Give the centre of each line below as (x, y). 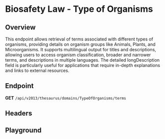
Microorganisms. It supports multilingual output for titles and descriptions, (81, 50)
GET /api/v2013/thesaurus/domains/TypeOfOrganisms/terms (66, 98)
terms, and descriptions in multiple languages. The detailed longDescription (82, 60)
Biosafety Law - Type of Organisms (79, 9)
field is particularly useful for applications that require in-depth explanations (82, 65)
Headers (19, 114)
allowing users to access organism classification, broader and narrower (78, 55)
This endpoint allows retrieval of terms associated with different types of (79, 39)
